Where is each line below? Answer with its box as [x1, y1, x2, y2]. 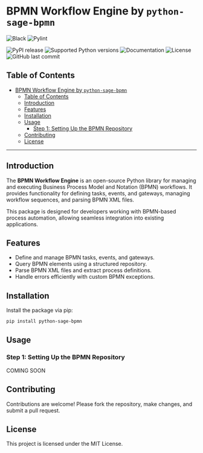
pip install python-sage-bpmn [6, 318, 83, 325]
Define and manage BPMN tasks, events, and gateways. [14, 254, 155, 261]
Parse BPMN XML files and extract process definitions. [14, 267, 152, 274]
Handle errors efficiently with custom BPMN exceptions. [14, 273, 155, 280]
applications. [6, 220, 38, 227]
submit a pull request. [6, 407, 60, 414]
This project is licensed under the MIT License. [6, 440, 123, 448]
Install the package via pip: [6, 306, 74, 314]
